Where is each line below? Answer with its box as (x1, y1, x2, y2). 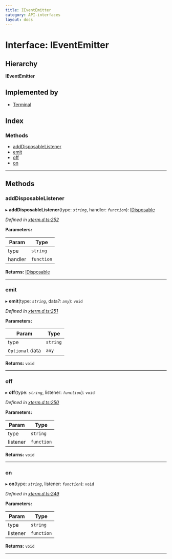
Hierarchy (5, 59, 38, 68)
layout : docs (5, 17, 33, 22)
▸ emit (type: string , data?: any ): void (5, 298, 83, 304)
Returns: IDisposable (5, 269, 50, 275)
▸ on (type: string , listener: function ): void (5, 481, 95, 487)
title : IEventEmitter (5, 7, 52, 13)
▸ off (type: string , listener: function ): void (5, 389, 95, 395)
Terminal (12, 102, 32, 108)
